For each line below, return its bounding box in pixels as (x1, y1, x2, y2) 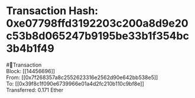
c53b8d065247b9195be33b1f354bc (6, 30, 189, 43)
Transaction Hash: (6, 4, 99, 18)
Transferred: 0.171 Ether (6, 86, 64, 93)
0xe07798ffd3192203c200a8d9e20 (6, 17, 188, 30)
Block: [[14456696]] (6, 67, 55, 74)
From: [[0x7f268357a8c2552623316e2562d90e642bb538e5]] (6, 74, 158, 81)
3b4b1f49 (6, 42, 54, 55)
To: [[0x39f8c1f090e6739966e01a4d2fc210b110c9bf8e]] (6, 80, 144, 87)
